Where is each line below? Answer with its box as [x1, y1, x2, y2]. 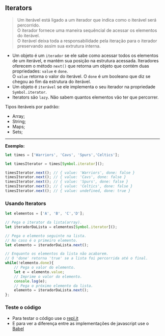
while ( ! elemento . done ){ [5, 260, 54, 265]
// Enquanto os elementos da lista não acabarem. [5, 251, 109, 257]
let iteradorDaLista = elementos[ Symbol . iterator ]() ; [5, 224, 118, 230]
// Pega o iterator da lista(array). [5, 220, 82, 225]
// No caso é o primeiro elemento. [5, 238, 78, 243]
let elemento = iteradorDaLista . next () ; [5, 242, 89, 247]
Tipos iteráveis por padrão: [5, 103, 60, 109]
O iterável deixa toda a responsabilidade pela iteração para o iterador [17, 38, 157, 44]
